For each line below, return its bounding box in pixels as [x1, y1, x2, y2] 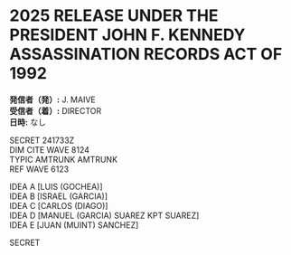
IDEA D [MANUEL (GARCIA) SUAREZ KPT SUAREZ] [9, 210, 200, 221]
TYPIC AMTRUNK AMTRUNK [9, 154, 118, 165]
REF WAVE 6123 [9, 164, 70, 175]
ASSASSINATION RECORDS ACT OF [9, 44, 283, 64]
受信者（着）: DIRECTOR [9, 105, 102, 116]
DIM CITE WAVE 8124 [9, 144, 90, 155]
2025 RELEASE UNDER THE [9, 5, 219, 26]
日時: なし [9, 117, 47, 127]
